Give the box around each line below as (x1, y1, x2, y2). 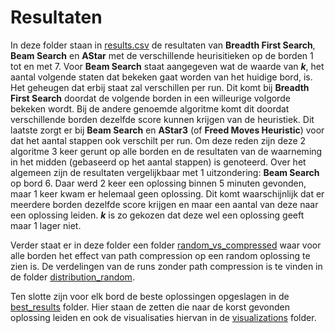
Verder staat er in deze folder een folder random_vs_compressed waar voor (10, 239, 322, 251)
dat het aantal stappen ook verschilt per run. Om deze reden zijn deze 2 (10, 134, 307, 146)
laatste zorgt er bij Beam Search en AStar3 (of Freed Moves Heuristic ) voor (10, 124, 325, 136)
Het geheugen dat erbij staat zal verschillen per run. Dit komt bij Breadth (10, 81, 310, 93)
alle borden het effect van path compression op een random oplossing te (10, 249, 311, 261)
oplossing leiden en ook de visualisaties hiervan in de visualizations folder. (10, 311, 317, 323)
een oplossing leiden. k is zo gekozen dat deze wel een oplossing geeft (10, 209, 305, 221)
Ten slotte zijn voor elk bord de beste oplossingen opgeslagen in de (10, 290, 290, 302)
